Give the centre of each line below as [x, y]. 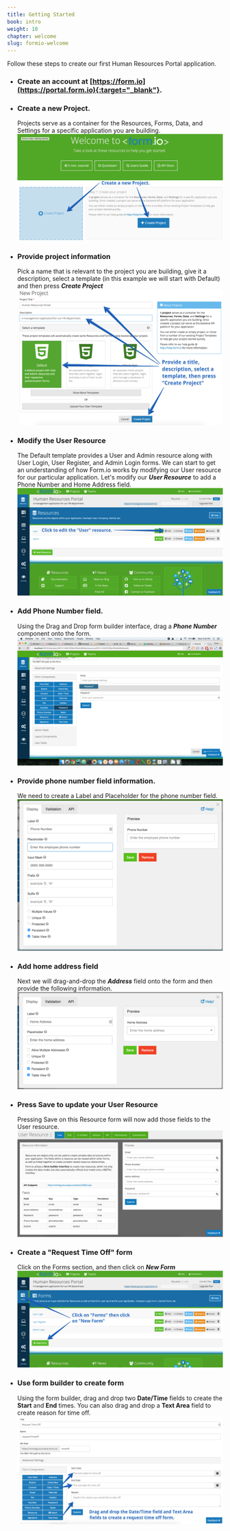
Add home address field [57, 966]
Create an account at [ [55, 82]
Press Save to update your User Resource [88, 1104]
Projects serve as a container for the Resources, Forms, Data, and [110, 123]
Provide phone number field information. [86, 781]
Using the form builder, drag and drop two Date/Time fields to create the [119, 1398]
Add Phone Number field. [60, 611]
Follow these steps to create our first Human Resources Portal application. [112, 64]
